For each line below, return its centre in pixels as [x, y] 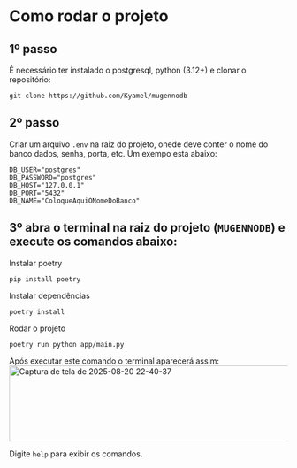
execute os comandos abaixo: [94, 242]
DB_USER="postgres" [45, 170]
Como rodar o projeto [89, 16]
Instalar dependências [49, 295]
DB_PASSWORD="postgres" [53, 177]
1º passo [33, 49]
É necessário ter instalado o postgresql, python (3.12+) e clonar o [128, 70]
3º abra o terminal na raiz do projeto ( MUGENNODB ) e [147, 228]
